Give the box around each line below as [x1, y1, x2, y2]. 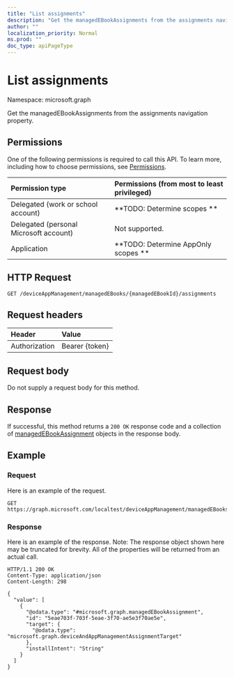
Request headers [7, 309, 84, 321]
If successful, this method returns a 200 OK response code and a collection [7, 422, 221, 430]
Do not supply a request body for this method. [7, 383, 140, 392]
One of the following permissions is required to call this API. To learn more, [7, 154, 222, 164]
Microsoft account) [10, 228, 74, 237]
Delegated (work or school [10, 199, 98, 209]
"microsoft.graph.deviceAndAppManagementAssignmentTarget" [7, 632, 182, 640]
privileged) [114, 187, 152, 197]
